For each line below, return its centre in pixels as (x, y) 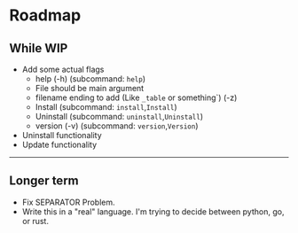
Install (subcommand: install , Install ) (106, 107)
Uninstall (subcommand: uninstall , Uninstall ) (119, 116)
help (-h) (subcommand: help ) (90, 79)
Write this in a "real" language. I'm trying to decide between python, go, (153, 211)
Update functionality (59, 144)
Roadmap (45, 16)
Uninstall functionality (62, 135)
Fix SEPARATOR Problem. (68, 202)
